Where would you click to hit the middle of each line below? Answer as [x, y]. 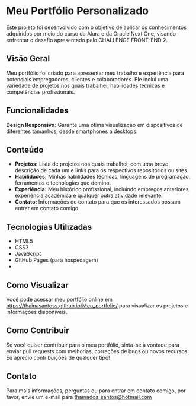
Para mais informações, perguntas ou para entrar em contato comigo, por [96, 391]
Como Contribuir [38, 331]
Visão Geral [28, 58]
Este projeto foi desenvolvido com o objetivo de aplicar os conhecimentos [96, 27]
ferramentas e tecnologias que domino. [63, 183]
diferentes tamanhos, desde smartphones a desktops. [72, 131]
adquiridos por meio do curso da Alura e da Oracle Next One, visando [91, 33]
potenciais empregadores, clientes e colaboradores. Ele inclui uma [87, 79]
